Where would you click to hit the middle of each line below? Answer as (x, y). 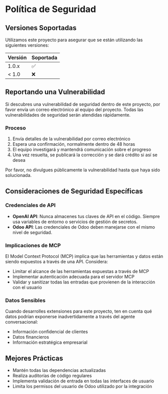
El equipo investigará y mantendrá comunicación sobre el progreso (82, 150)
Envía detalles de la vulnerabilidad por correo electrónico (71, 139)
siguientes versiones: (27, 45)
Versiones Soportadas (41, 28)
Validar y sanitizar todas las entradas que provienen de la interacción (84, 282)
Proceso (16, 128)
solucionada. (18, 175)
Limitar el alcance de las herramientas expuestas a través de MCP (81, 271)
